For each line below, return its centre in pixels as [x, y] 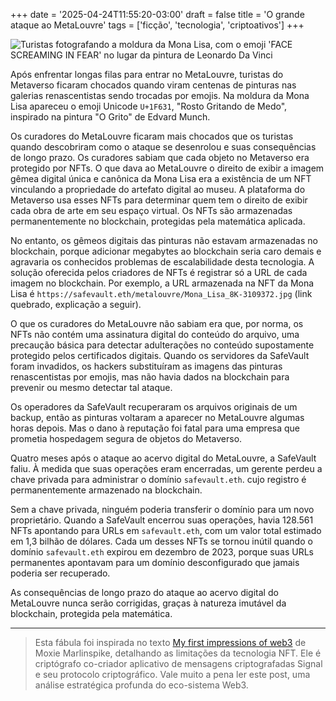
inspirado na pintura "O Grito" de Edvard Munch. [110, 117]
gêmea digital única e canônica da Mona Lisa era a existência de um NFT [161, 178]
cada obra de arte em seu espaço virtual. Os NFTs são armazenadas [151, 210]
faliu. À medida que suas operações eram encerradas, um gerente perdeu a [166, 468]
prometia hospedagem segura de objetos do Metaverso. [126, 438]
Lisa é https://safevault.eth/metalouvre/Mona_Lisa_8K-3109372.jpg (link [161, 293]
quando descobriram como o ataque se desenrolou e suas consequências [163, 147]
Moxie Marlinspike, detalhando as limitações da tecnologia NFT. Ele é [178, 653]
